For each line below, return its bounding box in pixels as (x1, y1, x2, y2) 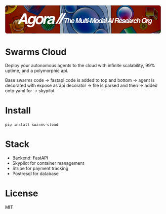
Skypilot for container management (12, 160, 84, 166)
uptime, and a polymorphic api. (5, 68, 69, 74)
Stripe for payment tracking (12, 166, 69, 172)
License (5, 188, 39, 199)
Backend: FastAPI (12, 155, 48, 161)
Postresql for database (12, 171, 59, 177)
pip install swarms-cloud (5, 122, 58, 127)
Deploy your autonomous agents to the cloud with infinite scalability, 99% (5, 63, 156, 69)
